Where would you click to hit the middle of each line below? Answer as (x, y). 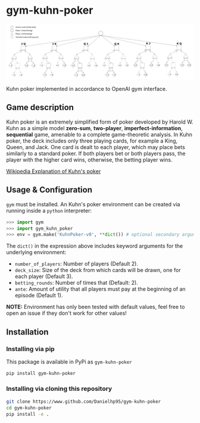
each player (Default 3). (44, 276)
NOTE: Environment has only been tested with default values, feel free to (96, 307)
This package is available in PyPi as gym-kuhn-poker (69, 362)
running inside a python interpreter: (49, 210)
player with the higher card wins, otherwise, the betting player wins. (89, 160)
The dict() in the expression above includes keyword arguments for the (95, 246)
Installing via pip (30, 349)
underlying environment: (36, 252)
